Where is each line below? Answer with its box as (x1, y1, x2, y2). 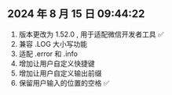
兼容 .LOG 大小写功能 (18, 39, 88, 48)
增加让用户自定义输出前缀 (18, 69, 102, 78)
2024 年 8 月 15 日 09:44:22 (7, 7, 145, 21)
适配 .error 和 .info (18, 49, 78, 58)
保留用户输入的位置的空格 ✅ (18, 78, 110, 87)
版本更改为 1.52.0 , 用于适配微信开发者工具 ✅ (18, 30, 164, 39)
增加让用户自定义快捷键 (18, 58, 95, 68)
